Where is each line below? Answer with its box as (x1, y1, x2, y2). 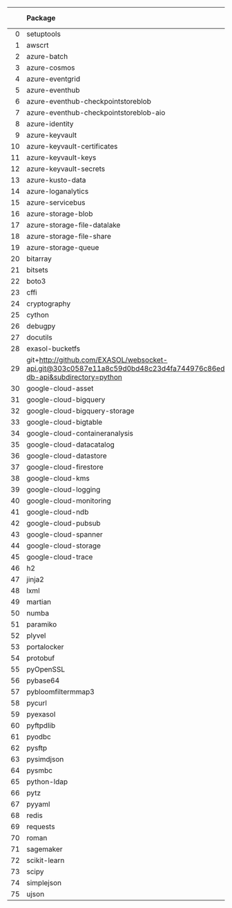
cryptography (26, 299, 71, 308)
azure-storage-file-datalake (26, 221, 121, 230)
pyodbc (26, 732, 52, 741)
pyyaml (26, 799, 50, 808)
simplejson (26, 878, 62, 887)
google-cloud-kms (26, 474, 90, 483)
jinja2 (26, 575, 45, 584)
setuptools (26, 29, 61, 39)
